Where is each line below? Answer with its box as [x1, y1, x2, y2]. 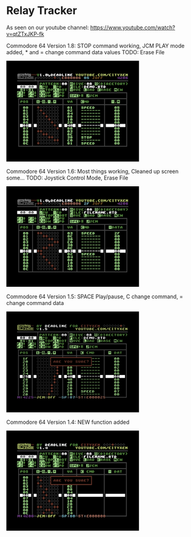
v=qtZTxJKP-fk [6, 30, 44, 37]
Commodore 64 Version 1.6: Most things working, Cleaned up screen [6, 167, 179, 175]
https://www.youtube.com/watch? [90, 24, 176, 31]
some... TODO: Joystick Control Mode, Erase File [6, 174, 129, 181]
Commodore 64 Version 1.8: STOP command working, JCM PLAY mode [6, 42, 185, 49]
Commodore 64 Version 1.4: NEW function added [6, 418, 130, 426]
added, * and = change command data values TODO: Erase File [6, 48, 165, 55]
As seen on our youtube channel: [6, 24, 89, 31]
